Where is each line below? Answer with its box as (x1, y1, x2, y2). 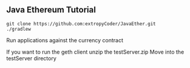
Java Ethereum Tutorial (6, 5, 96, 15)
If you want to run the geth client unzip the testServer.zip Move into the (6, 48, 185, 55)
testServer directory (6, 54, 56, 62)
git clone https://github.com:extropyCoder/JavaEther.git (6, 20, 156, 26)
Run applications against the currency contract (6, 36, 123, 44)
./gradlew (6, 26, 32, 32)
